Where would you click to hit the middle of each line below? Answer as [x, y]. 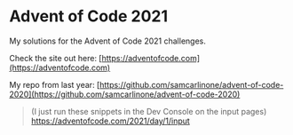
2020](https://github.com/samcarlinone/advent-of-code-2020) [125, 94]
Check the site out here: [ [55, 58]
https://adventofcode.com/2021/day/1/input [111, 121]
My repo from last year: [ [55, 84]
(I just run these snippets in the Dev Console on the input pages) [149, 111]
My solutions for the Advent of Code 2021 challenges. [107, 41]
